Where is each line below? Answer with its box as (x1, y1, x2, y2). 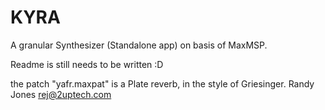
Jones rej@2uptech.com (10, 88, 112, 100)
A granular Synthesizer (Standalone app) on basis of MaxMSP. (10, 39, 268, 51)
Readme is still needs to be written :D (10, 58, 164, 70)
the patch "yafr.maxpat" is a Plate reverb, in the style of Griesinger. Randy (10, 77, 315, 90)
